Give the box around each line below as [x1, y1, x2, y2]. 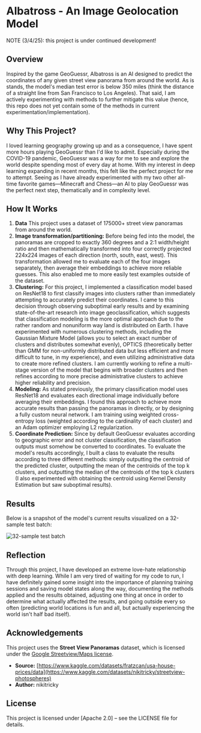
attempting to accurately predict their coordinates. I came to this [14, 296, 174, 304]
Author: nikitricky [14, 681, 59, 688]
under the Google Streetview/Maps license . [6, 650, 114, 657]
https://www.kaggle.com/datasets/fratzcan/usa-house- [38, 662, 176, 669]
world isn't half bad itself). [6, 611, 71, 618]
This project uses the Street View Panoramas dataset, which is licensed [6, 644, 185, 651]
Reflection [6, 550, 46, 560]
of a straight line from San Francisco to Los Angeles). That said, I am [6, 89, 176, 97]
